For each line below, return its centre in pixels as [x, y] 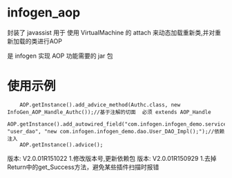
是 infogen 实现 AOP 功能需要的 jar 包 [60, 56]
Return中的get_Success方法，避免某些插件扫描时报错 [83, 167]
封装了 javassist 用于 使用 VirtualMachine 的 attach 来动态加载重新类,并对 [111, 32]
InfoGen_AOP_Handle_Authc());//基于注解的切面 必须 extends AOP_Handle [109, 112]
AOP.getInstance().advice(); [61, 145]
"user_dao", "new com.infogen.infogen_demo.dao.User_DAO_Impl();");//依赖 [116, 131]
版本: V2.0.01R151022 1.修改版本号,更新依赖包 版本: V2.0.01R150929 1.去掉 [112, 158]
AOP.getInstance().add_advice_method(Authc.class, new [100, 104]
